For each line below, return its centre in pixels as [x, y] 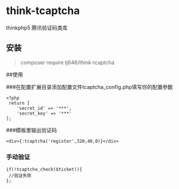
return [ [19, 103]
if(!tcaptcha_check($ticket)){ [44, 170]
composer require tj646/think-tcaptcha [67, 62]
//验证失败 [20, 176]
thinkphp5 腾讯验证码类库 [37, 28]
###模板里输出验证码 [32, 130]
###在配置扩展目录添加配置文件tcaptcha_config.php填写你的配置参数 [89, 87]
